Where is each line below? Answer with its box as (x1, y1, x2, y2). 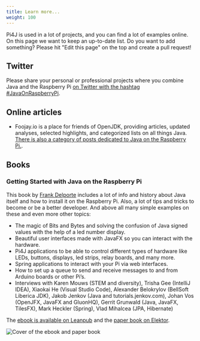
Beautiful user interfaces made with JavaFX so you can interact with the (14, 235, 193, 242)
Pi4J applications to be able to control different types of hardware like (14, 247, 187, 255)
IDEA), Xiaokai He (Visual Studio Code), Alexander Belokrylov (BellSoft (14, 286, 189, 293)
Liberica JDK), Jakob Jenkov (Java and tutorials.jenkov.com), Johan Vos (14, 292, 194, 299)
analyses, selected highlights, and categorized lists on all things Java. (14, 130, 187, 137)
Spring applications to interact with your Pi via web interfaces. (14, 260, 168, 267)
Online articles (6, 107, 62, 117)
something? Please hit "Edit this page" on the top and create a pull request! (6, 43, 192, 51)
